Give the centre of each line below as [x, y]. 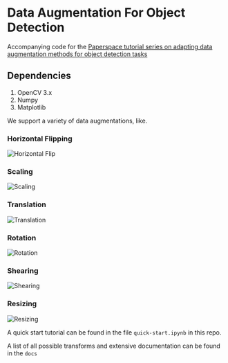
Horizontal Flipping [40, 139]
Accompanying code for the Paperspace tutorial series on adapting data [110, 46]
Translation [27, 204]
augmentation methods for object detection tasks [77, 54]
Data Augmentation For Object [96, 13]
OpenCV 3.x [35, 92]
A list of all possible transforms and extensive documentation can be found [114, 346]
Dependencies [39, 76]
